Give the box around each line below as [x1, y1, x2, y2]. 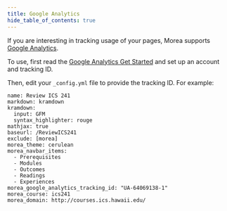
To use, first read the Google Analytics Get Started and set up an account [7, 57, 220, 65]
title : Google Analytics [7, 10, 80, 18]
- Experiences [13, 178, 55, 185]
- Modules [13, 160, 42, 167]
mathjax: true [7, 122, 49, 130]
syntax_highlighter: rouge [13, 117, 93, 124]
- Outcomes [13, 166, 46, 173]
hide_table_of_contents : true [7, 17, 96, 24]
